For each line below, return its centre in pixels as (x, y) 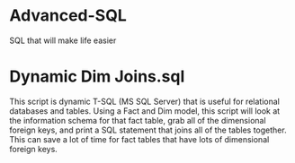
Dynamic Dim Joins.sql (97, 77)
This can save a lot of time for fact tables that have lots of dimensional (139, 139)
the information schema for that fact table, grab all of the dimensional (138, 120)
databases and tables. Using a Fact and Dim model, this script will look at (145, 111)
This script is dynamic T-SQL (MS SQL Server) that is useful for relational (145, 101)
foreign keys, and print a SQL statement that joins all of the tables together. (148, 130)
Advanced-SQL (68, 16)
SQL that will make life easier (63, 40)
